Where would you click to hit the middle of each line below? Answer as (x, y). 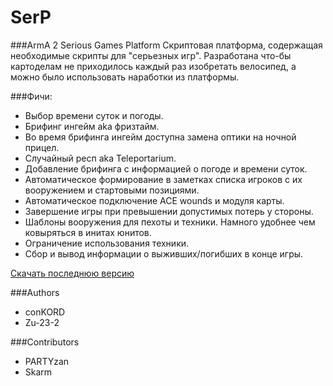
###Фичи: (31, 96)
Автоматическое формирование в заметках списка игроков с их (163, 179)
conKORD (45, 312)
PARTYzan (47, 361)
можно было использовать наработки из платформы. (125, 77)
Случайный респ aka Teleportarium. (100, 158)
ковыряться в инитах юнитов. (88, 232)
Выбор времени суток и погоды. (94, 115)
